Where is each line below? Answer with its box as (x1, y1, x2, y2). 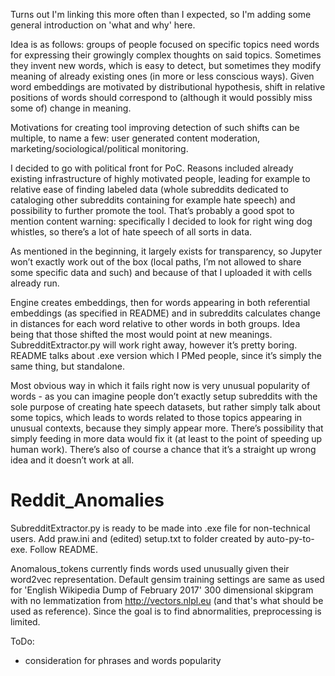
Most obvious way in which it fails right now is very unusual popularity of (10, 380, 311, 391)
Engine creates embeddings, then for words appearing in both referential (10, 297, 311, 308)
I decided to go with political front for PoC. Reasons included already (10, 162, 294, 174)
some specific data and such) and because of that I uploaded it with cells (10, 267, 313, 278)
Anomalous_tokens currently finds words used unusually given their (10, 562, 290, 574)
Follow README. (29, 543, 99, 555)
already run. (10, 277, 60, 289)
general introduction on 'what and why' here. (10, 19, 196, 31)
